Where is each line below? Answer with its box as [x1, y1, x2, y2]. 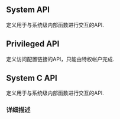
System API [6, 5, 50, 15]
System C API [6, 73, 57, 83]
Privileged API [6, 39, 60, 49]
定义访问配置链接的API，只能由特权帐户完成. [6, 55, 115, 62]
